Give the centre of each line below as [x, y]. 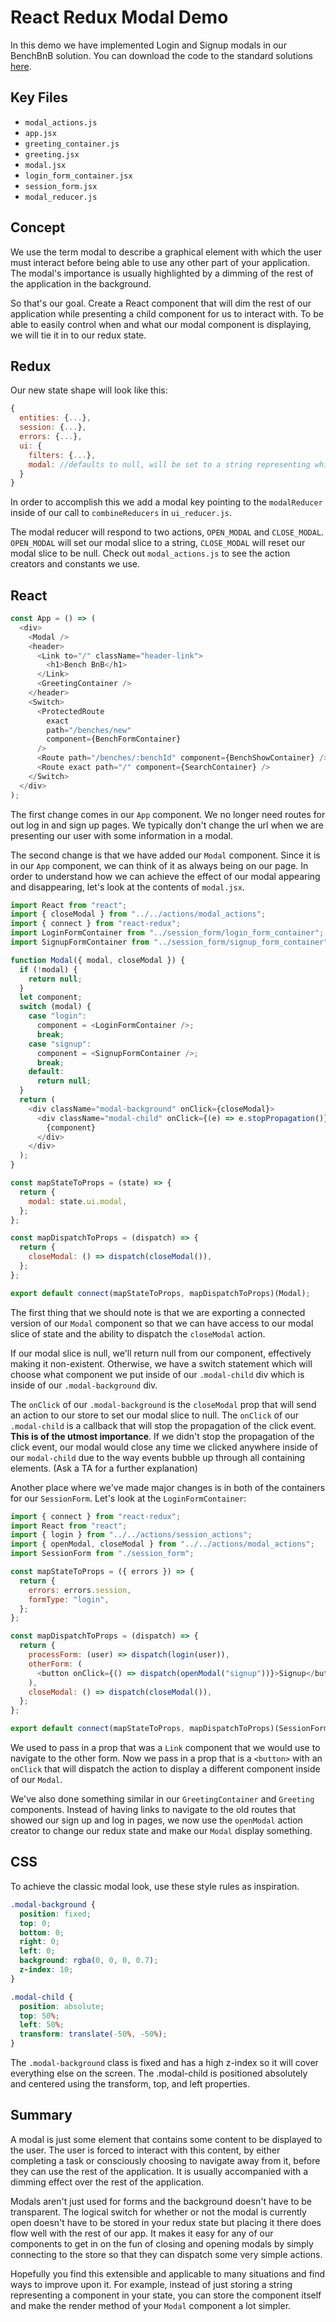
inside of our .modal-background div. [84, 1385]
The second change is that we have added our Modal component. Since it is [165, 855]
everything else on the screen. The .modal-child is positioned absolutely [159, 2073]
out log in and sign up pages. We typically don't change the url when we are [167, 825]
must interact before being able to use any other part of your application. [160, 262]
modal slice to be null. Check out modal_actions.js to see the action [150, 553]
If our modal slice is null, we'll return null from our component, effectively [161, 1353]
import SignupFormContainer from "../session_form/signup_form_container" [169, 942]
